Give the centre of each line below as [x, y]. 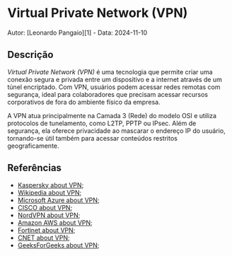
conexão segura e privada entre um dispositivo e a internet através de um [115, 79]
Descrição [30, 55]
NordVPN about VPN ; [49, 215]
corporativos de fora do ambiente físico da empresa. [84, 102]
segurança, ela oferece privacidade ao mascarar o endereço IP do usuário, [116, 130]
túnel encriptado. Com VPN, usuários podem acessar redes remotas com [114, 87]
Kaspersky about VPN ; [51, 185]
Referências [35, 168]
